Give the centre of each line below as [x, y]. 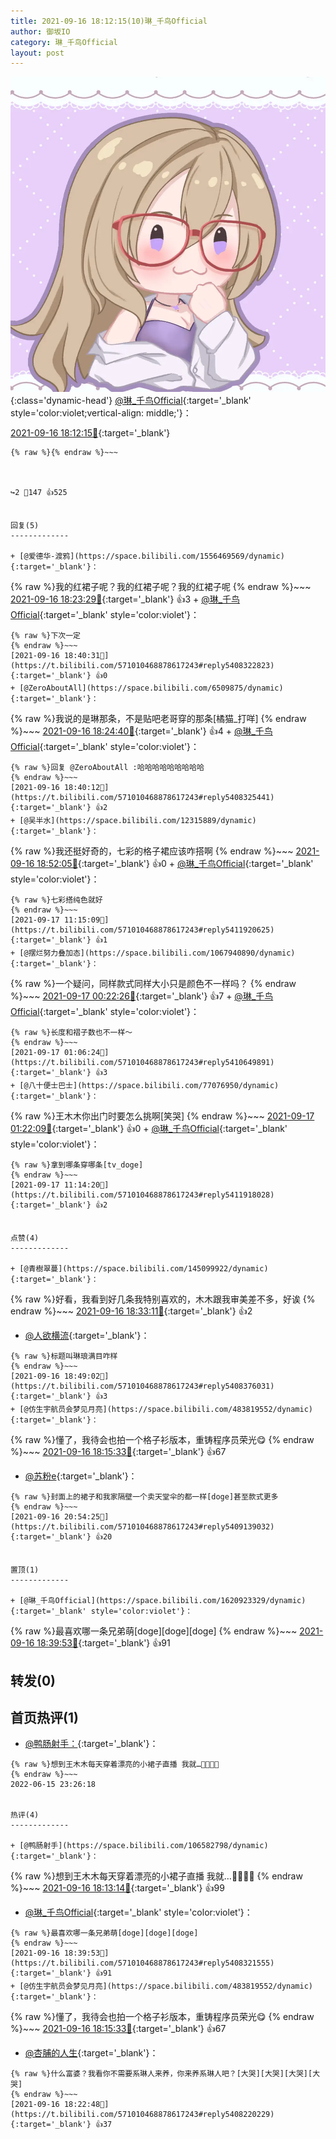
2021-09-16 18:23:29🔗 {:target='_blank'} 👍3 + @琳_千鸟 [125, 599]
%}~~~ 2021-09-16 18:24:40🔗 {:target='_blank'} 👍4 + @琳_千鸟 [141, 731]
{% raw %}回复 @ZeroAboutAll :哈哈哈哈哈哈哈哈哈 [107, 768]
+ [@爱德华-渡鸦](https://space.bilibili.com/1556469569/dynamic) [147, 556]
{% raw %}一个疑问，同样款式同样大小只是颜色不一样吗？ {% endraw [153, 984]
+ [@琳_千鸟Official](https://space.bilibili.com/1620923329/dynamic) [158, 1601]
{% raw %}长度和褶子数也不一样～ [71, 1033]
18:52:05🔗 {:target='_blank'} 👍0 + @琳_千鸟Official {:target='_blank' [175, 864]
